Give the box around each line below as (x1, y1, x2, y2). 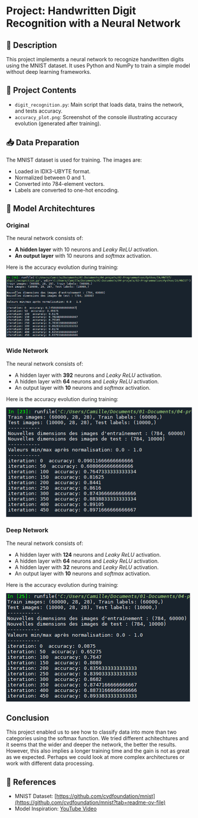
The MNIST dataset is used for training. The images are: (6, 156, 143, 163)
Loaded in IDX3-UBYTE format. (14, 167, 91, 175)
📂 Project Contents (6, 86, 77, 96)
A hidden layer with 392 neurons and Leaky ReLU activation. (14, 372, 162, 379)
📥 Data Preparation (6, 137, 80, 148)
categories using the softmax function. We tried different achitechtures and (6, 735, 189, 742)
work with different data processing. (6, 760, 94, 767)
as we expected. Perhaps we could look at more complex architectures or (6, 754, 185, 761)
